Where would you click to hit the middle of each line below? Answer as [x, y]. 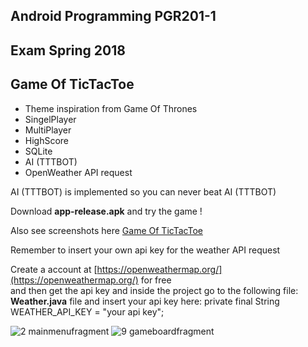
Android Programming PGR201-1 [113, 16]
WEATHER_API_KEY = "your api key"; [87, 311]
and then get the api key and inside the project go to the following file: [154, 290]
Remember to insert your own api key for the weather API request [145, 250]
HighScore [47, 140]
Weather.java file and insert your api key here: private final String [145, 301]
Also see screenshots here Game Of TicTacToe [106, 230]
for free [156, 280]
